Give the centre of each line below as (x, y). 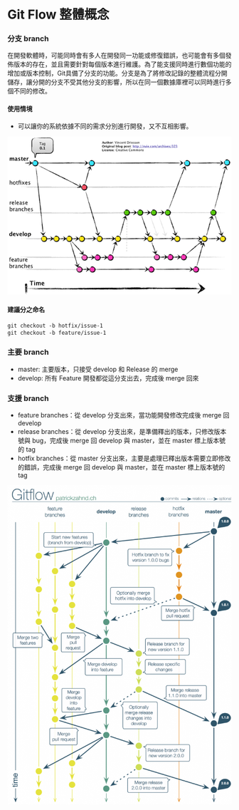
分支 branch (28, 38)
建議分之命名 (26, 309)
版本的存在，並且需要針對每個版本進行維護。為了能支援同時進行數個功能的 (122, 64)
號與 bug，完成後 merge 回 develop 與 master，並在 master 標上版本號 (122, 440)
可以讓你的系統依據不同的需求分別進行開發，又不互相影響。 (105, 126)
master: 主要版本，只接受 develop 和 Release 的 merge (98, 369)
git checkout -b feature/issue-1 (57, 333)
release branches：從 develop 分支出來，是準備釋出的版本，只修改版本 (122, 431)
